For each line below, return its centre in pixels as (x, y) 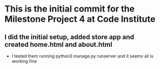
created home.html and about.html (58, 44)
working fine (24, 61)
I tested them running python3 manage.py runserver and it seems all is (82, 56)
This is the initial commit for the (70, 9)
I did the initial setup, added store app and (69, 37)
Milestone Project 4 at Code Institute (80, 19)
